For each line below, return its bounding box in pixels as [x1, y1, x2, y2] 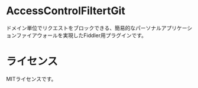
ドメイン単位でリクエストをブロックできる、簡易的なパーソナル [6, 24, 161, 31]
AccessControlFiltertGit [6, 4, 126, 18]
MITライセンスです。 [6, 75, 57, 82]
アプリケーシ [161, 24, 193, 31]
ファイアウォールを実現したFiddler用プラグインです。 [16, 31, 147, 39]
